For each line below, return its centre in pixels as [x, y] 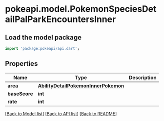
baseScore [20, 94]
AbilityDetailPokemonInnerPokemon [81, 85]
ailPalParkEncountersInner [61, 19]
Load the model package [43, 37]
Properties [21, 64]
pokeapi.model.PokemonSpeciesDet [81, 9]
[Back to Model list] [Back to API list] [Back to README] [61, 114]
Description [143, 78]
